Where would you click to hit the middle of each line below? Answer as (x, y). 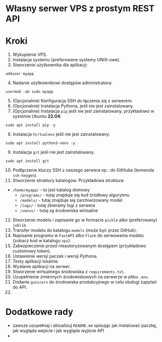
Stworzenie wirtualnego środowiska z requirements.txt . (69, 272)
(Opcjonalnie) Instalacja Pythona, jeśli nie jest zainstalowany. (73, 106)
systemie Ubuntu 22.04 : (37, 116)
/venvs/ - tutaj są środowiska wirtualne (59, 211)
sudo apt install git (27, 161)
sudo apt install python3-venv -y (40, 143)
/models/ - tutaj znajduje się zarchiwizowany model (71, 200)
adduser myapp (20, 74)
